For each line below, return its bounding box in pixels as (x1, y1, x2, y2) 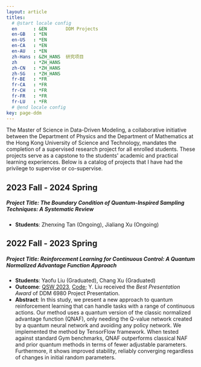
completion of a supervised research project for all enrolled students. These (6, 145, 196, 153)
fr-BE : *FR (11, 76, 47, 82)
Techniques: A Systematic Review (6, 206, 94, 213)
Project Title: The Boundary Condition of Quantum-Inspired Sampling (6, 199, 185, 206)
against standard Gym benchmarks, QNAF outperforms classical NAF (14, 334, 188, 342)
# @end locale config (11, 104, 66, 110)
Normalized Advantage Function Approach (6, 261, 117, 269)
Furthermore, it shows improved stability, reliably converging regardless (14, 348, 194, 355)
